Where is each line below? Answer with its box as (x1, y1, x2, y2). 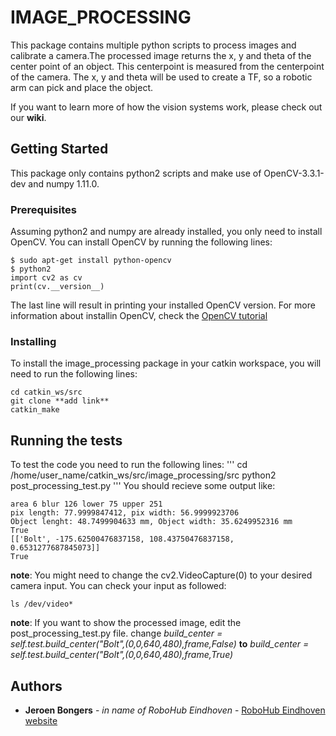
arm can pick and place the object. (10, 81, 153, 93)
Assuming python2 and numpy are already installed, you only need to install (10, 226, 323, 238)
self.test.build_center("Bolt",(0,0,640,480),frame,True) (10, 649, 234, 661)
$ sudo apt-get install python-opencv (10, 256, 172, 266)
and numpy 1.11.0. (28, 177, 100, 190)
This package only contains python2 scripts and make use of (10, 167, 262, 179)
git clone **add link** (10, 396, 110, 406)
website (24, 714, 58, 726)
